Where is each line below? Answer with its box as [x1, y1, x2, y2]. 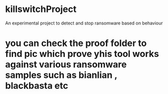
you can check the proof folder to [5, 37, 147, 49]
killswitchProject [5, 3, 77, 15]
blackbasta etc [5, 80, 69, 91]
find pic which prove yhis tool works [5, 48, 159, 59]
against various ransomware [5, 59, 127, 70]
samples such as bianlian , [5, 69, 117, 81]
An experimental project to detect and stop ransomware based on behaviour [5, 20, 163, 26]
